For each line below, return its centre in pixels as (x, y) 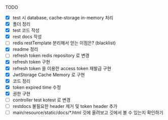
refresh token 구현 (31, 62)
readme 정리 (25, 49)
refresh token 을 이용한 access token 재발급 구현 (62, 68)
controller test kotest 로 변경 (41, 100)
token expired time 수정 (37, 87)
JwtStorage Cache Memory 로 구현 (49, 75)
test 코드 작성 (26, 30)
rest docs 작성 (27, 37)
